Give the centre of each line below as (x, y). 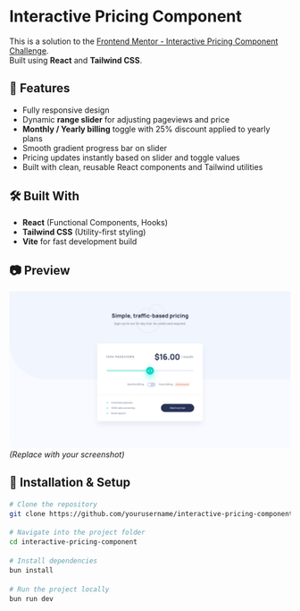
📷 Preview (40, 270)
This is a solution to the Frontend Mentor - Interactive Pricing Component (144, 41)
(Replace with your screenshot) (67, 454)
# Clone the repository (54, 504)
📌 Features (40, 88)
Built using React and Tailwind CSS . (76, 60)
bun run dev (31, 598)
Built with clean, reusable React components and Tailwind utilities (142, 166)
